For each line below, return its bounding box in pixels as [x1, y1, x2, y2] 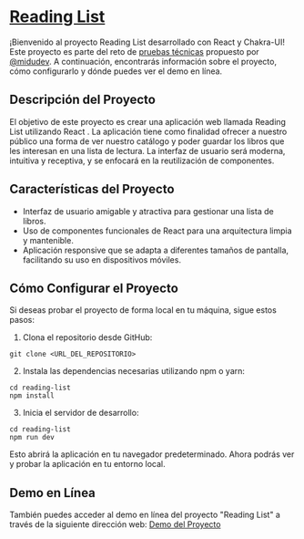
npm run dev [9, 433, 55, 442]
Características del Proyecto [9, 181, 175, 197]
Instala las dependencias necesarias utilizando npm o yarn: [22, 366, 246, 377]
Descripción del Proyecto [9, 92, 157, 108]
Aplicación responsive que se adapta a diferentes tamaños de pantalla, [22, 244, 289, 255]
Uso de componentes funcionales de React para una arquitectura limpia [22, 225, 293, 236]
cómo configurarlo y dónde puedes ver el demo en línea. [9, 66, 223, 77]
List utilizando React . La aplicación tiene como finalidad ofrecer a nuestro [9, 126, 288, 137]
